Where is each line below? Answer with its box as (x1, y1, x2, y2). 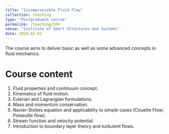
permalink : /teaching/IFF (5, 21, 60, 27)
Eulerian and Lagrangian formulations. (12, 96, 93, 102)
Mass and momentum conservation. (12, 101, 89, 108)
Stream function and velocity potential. (12, 118, 94, 124)
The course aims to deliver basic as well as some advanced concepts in (5, 45, 156, 51)
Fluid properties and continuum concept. (12, 85, 98, 91)
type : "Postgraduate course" (5, 17, 67, 22)
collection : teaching (5, 12, 51, 17)
